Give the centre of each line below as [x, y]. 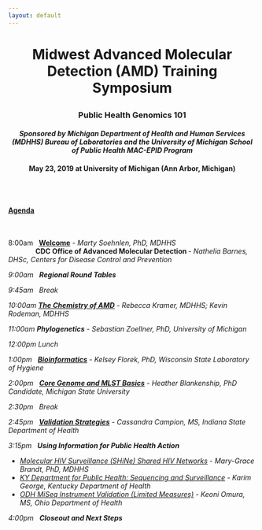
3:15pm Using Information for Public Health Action [94, 446]
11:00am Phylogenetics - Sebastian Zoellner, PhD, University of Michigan [127, 329]
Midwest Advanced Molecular [132, 54]
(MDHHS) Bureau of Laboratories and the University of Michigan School [132, 142]
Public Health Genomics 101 [132, 115]
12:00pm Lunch [33, 344]
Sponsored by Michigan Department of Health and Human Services [132, 134]
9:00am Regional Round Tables [62, 275]
